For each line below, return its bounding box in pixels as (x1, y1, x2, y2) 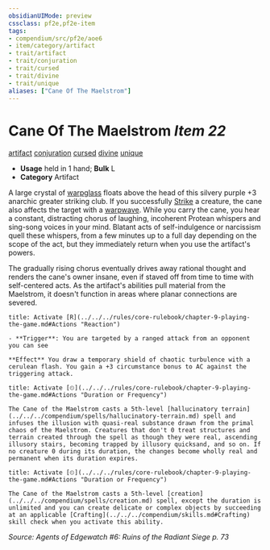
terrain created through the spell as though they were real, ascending (8, 433, 258, 442)
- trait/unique (8, 79, 60, 87)
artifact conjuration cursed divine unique (8, 148, 143, 158)
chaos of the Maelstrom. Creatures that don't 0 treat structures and (8, 427, 251, 435)
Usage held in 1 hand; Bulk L (19, 164, 115, 173)
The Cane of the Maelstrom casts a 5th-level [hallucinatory (8, 405, 218, 414)
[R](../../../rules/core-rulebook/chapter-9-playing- (65, 314, 251, 322)
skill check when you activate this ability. (8, 518, 164, 527)
